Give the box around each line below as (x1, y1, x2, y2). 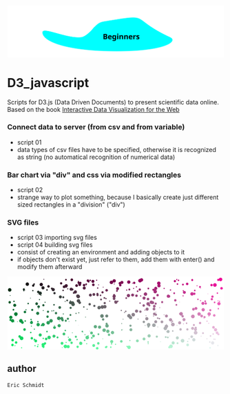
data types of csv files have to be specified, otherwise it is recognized (17, 145, 217, 153)
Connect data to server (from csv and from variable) (7, 122, 185, 132)
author (7, 362, 36, 375)
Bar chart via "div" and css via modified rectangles (7, 170, 181, 180)
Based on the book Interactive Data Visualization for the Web (7, 105, 180, 113)
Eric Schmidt (7, 382, 45, 389)
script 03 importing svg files (17, 234, 98, 242)
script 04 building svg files (17, 241, 93, 249)
